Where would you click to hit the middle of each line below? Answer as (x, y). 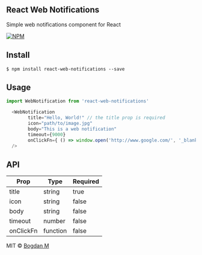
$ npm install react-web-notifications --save (66, 69)
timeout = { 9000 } (47, 134)
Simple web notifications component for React (64, 24)
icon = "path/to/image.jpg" (60, 124)
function (55, 231)
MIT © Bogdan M (28, 246)
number (54, 221)
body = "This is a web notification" (72, 129)
